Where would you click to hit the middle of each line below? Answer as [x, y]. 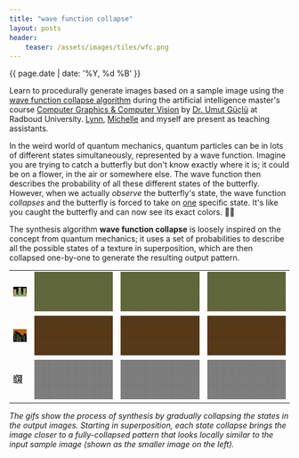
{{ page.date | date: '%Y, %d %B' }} [75, 74]
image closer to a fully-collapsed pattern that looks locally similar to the [141, 435]
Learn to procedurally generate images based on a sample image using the [147, 91]
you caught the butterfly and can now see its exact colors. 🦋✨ [122, 212]
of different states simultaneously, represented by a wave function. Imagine [148, 155]
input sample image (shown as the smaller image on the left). [122, 445]
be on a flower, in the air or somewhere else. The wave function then [135, 175]
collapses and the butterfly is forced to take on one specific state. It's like [144, 203]
